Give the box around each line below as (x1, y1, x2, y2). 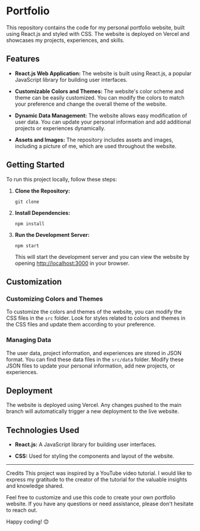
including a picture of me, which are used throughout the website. (14, 142, 177, 150)
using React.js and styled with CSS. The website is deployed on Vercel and (6, 30, 190, 37)
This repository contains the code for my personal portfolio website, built (6, 24, 185, 31)
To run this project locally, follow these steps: (6, 175, 117, 183)
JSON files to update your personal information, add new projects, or (6, 362, 176, 369)
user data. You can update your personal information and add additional (14, 118, 192, 125)
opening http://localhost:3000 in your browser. (14, 260, 130, 267)
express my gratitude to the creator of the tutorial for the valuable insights (6, 476, 187, 483)
